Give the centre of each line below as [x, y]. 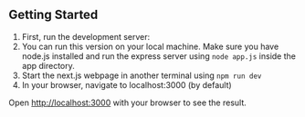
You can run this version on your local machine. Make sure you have [150, 46]
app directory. [48, 65]
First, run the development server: [86, 36]
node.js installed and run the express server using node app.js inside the [158, 56]
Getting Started [53, 15]
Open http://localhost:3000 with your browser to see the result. [128, 102]
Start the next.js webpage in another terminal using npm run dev [142, 75]
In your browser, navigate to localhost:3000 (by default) [126, 84]
